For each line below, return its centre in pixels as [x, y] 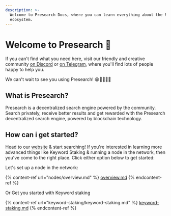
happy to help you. [25, 70]
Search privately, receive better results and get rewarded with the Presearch [85, 113]
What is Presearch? [37, 96]
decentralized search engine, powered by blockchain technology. [74, 119]
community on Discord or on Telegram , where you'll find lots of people [79, 64]
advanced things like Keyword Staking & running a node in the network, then [85, 152]
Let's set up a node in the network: [42, 167]
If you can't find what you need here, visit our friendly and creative [75, 59]
